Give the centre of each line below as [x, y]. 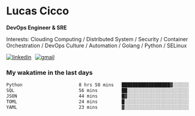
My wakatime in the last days [49, 72]
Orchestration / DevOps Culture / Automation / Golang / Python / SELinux [97, 45]
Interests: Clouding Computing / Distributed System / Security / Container [97, 39]
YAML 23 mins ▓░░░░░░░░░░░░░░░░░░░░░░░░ [97, 107]
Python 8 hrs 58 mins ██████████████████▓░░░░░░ [97, 85]
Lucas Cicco [38, 11]
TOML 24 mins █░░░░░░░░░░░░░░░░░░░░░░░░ [97, 102]
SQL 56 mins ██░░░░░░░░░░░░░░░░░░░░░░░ [97, 91]
